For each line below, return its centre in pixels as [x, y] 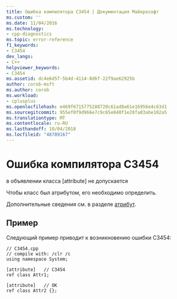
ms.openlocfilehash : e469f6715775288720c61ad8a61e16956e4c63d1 [87, 107]
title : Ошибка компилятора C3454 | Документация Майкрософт [83, 12]
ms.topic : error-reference [40, 40]
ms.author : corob [28, 90]
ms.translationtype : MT [36, 118]
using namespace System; [37, 259]
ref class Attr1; [28, 275]
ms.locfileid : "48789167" [38, 135]
